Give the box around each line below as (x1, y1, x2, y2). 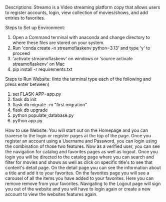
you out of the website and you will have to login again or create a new (5, 186, 151, 192)
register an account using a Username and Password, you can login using (5, 138, 157, 144)
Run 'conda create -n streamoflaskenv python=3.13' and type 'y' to (12, 45, 150, 51)
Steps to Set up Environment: (5, 25, 65, 31)
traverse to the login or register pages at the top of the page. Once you (5, 133, 151, 138)
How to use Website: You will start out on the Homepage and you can (5, 127, 148, 133)
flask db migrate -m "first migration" (12, 102, 87, 107)
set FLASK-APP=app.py (12, 91, 61, 97)
